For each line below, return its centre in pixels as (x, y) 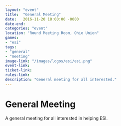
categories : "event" (27, 28)
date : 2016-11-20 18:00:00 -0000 (42, 19)
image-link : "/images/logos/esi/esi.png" (49, 61)
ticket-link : (19, 70)
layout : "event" (22, 10)
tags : (11, 47)
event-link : (17, 65)
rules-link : (17, 75)
